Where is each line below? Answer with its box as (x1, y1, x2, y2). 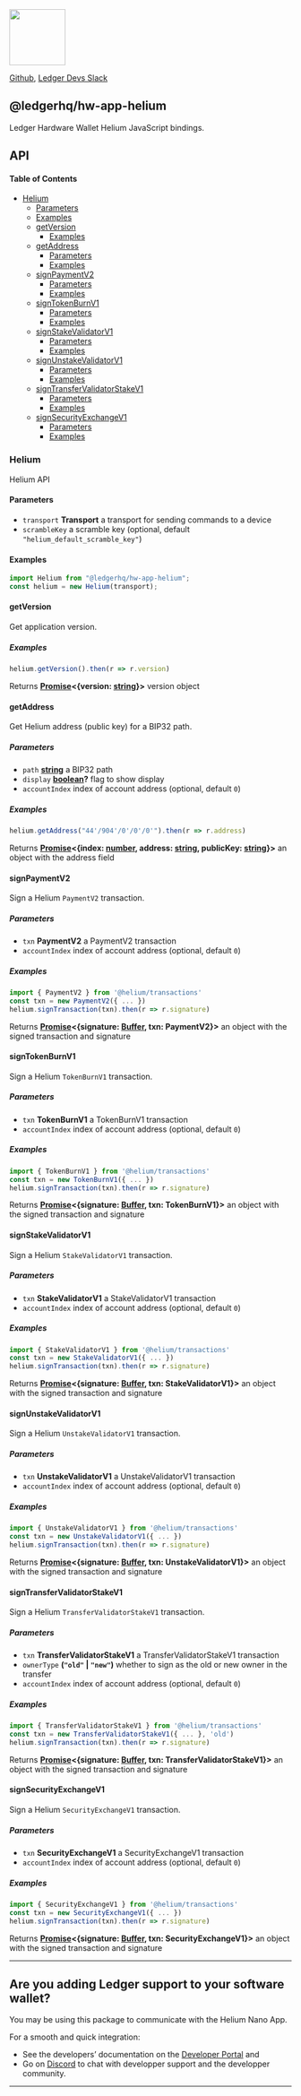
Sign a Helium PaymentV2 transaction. (9, 893, 145, 903)
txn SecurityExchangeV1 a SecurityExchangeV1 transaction (21, 1847, 245, 1858)
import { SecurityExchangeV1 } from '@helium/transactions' (9, 1900, 239, 1909)
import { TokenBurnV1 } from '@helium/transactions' (9, 1167, 211, 1176)
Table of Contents (9, 173, 78, 184)
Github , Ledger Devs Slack (9, 73, 108, 83)
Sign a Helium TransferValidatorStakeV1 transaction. (9, 1607, 205, 1617)
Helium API (9, 474, 51, 485)
